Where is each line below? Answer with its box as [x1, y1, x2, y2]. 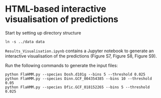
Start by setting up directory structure [5, 30, 82, 36]
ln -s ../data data [5, 39, 45, 44]
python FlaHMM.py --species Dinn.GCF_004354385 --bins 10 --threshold [5, 76, 152, 81]
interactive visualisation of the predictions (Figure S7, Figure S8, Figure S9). [5, 53, 157, 59]
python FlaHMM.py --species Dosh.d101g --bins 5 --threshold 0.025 [5, 72, 146, 77]
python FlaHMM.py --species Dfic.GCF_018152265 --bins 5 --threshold [5, 84, 150, 90]
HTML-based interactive [5, 3, 107, 15]
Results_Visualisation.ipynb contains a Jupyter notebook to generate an [5, 48, 154, 54]
